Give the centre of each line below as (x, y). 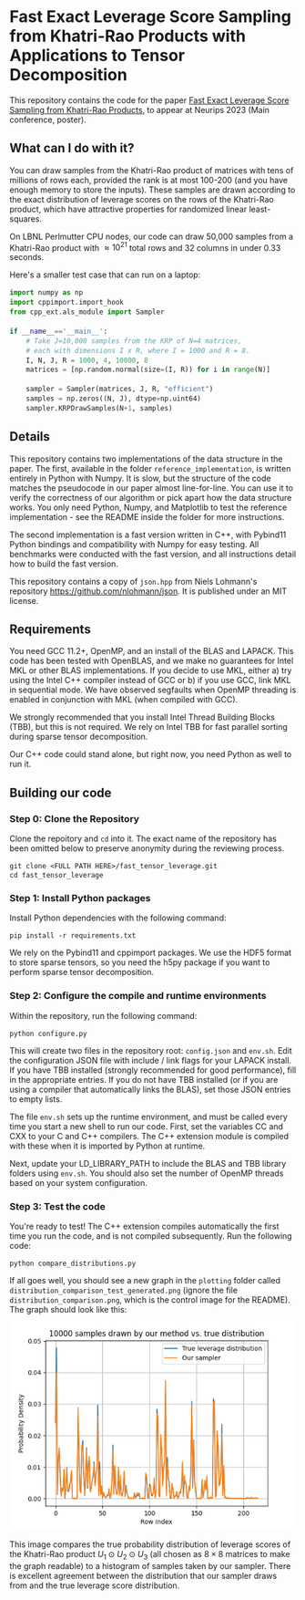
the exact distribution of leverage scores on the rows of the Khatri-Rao (142, 199)
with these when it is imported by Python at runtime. (107, 1146)
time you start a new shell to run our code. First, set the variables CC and (147, 1126)
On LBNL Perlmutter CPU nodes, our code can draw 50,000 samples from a (152, 236)
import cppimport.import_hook (67, 303)
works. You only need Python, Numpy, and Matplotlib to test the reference (148, 507)
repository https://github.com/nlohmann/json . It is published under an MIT (148, 591)
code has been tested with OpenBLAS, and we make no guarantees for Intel (152, 661)
